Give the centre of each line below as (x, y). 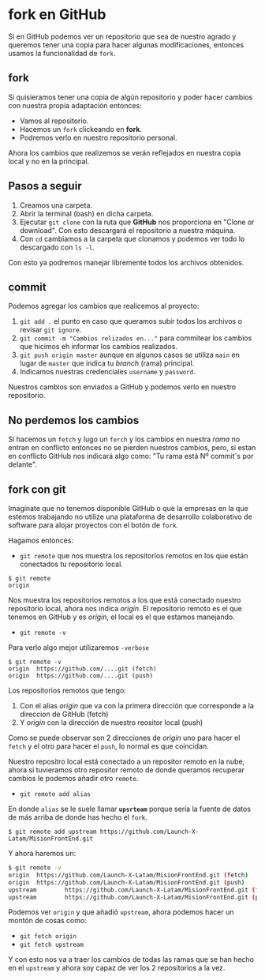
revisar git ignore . (50, 330)
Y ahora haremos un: (42, 853)
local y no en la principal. (49, 161)
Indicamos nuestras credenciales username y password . (107, 372)
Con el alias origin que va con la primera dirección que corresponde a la (137, 706)
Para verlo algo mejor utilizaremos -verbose (79, 648)
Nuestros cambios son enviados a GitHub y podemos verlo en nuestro (122, 387)
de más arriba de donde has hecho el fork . (78, 817)
